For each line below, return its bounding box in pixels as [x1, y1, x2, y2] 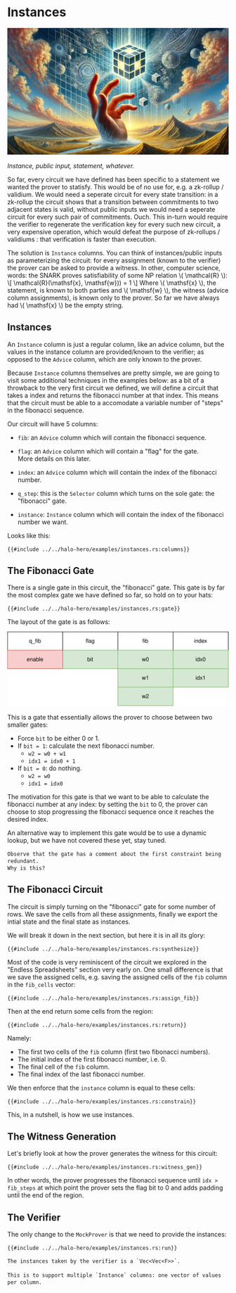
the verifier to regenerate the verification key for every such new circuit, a [7, 219, 221, 229]
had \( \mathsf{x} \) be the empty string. [7, 300, 124, 310]
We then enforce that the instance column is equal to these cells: [7, 1083, 195, 1092]
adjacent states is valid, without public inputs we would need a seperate [7, 205, 216, 213]
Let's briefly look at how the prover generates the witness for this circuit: [7, 1149, 218, 1158]
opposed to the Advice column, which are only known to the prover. [7, 355, 202, 363]
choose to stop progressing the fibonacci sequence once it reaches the [7, 807, 214, 816]
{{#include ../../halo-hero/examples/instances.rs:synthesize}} [7, 945, 199, 953]
